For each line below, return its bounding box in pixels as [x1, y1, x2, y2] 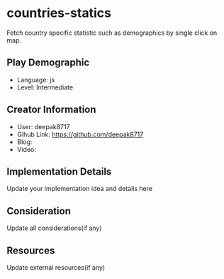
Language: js [16, 75, 55, 84]
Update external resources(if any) [6, 263, 106, 271]
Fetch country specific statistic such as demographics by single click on [6, 28, 218, 37]
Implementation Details [6, 165, 112, 177]
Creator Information [6, 104, 96, 116]
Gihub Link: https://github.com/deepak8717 [16, 130, 144, 138]
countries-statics [6, 5, 111, 21]
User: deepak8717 [16, 122, 70, 131]
